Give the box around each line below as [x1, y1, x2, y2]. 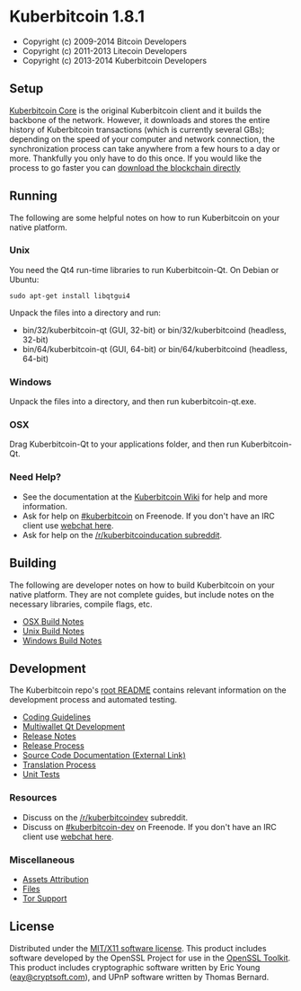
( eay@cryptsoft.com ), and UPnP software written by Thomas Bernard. [9, 971, 270, 982]
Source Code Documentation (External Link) [22, 750, 186, 761]
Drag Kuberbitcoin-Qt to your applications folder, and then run [9, 438, 240, 450]
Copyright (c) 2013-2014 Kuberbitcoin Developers [22, 55, 208, 66]
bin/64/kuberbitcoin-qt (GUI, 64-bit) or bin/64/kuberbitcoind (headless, [22, 343, 288, 354]
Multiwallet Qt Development [22, 721, 126, 732]
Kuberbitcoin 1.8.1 [9, 6, 146, 27]
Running [9, 189, 58, 204]
